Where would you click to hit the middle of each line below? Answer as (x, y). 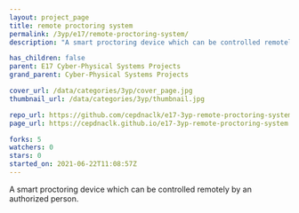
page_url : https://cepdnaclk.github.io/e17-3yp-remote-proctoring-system (149, 123)
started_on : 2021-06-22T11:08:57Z (73, 164)
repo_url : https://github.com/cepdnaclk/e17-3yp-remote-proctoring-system (151, 115)
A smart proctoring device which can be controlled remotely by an (130, 189)
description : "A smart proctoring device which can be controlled (135, 42)
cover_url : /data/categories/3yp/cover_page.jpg (101, 91)
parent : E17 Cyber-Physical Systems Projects (95, 67)
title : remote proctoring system (71, 26)
